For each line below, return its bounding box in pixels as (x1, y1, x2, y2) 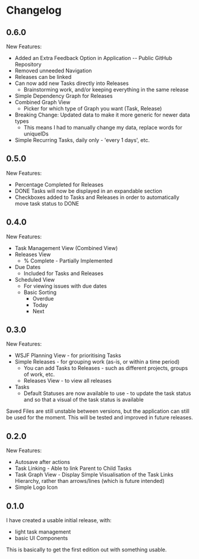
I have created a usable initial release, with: (6, 517, 112, 524)
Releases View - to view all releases (23, 377, 112, 384)
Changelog (6, 4, 62, 17)
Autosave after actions (14, 459, 70, 466)
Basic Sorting (23, 289, 57, 296)
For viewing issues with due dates (23, 282, 107, 289)
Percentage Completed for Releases (14, 181, 104, 188)
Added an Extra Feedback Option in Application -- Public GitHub (14, 55, 172, 61)
